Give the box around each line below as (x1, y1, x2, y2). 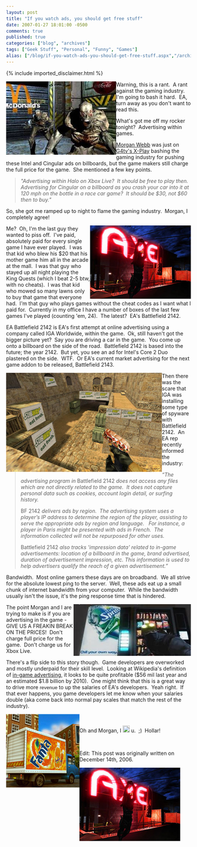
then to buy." (20, 196, 52, 203)
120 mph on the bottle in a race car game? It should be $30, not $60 (20, 189, 188, 196)
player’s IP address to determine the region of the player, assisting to (20, 513, 188, 520)
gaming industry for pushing (116, 153, 185, 161)
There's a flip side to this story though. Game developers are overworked (6, 659, 185, 666)
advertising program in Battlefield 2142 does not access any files (20, 477, 178, 484)
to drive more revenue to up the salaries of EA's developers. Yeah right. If (6, 683, 184, 690)
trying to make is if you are (6, 610, 70, 617)
